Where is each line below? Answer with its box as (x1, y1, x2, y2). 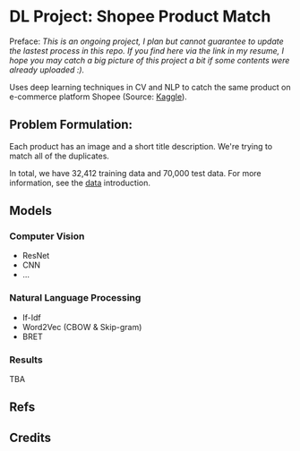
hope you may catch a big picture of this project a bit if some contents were (9, 55, 290, 65)
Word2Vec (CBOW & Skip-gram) (21, 321, 142, 332)
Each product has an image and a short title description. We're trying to (9, 140, 273, 151)
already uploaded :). (9, 64, 85, 75)
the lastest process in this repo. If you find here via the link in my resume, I (9, 45, 285, 55)
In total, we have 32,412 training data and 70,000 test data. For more (9, 167, 261, 178)
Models (9, 203, 52, 218)
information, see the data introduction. (9, 177, 150, 188)
